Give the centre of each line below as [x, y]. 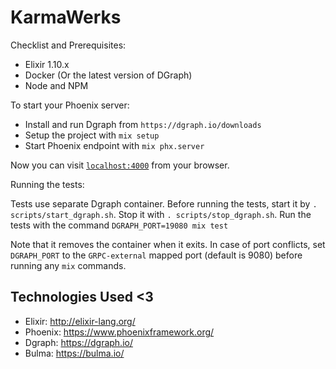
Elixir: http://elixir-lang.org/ [80, 321]
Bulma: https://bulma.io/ [74, 353]
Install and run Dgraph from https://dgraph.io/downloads [143, 124]
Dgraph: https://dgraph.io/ [78, 342]
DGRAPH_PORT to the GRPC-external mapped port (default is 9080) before [156, 255]
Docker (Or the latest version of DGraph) [108, 75]
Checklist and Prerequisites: [68, 45]
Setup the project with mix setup [92, 135]
